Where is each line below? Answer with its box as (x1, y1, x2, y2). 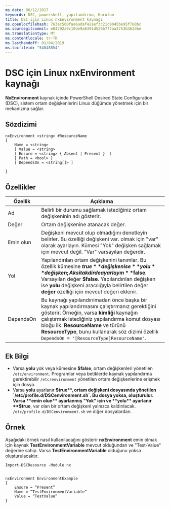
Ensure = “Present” (14, 485, 56, 490)
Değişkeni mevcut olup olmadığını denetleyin (41, 229, 148, 236)
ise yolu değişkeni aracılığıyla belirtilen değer (41, 282, 148, 289)
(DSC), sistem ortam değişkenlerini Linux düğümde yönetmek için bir (5, 100, 149, 106)
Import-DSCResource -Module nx (5, 462, 71, 467)
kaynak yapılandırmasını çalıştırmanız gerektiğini (41, 303, 156, 310)
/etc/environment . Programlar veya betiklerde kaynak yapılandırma (12, 371, 152, 377)
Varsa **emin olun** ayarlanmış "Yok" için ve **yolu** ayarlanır (12, 398, 152, 403)
